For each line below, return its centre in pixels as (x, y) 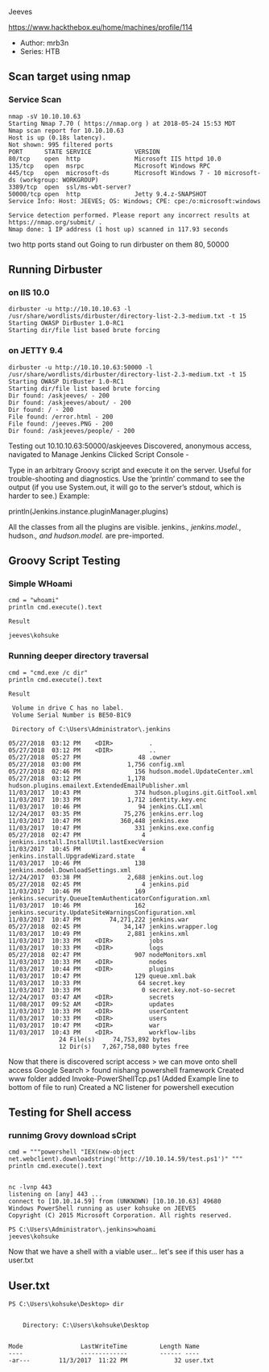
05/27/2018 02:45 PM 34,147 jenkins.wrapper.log (113, 926)
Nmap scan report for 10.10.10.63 (66, 131)
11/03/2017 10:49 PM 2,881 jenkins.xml (99, 933)
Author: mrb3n (44, 43)
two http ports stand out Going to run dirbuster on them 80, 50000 (119, 244)
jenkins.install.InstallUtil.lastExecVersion (86, 842)
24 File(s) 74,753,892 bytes (115, 1039)
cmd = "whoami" (34, 601)
